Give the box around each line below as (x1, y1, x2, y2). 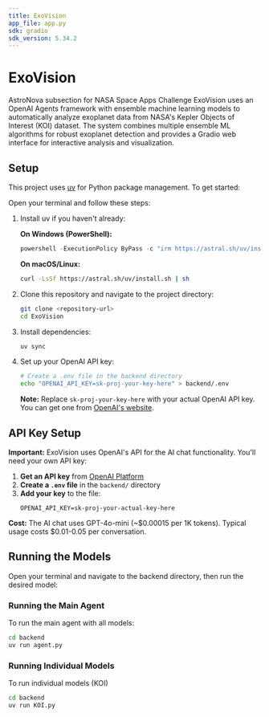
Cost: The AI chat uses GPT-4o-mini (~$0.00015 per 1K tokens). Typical (8, 518, 247, 528)
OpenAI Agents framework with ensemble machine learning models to (8, 104, 241, 113)
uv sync (19, 342, 46, 350)
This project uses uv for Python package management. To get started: (8, 182, 241, 192)
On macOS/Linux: (19, 259, 81, 269)
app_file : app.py (8, 19, 67, 27)
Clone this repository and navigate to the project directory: (19, 289, 214, 299)
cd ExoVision (19, 312, 64, 320)
